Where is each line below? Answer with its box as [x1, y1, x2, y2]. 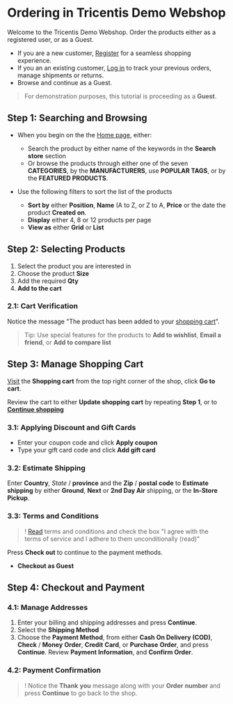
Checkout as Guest [17, 561, 74, 569]
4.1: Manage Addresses [7, 602, 88, 612]
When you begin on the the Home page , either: [17, 130, 152, 139]
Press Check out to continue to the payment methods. [7, 548, 163, 556]
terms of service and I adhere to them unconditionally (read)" [24, 535, 200, 543]
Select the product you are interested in [17, 261, 131, 270]
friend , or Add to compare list [24, 338, 111, 346]
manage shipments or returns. [17, 71, 104, 79]
